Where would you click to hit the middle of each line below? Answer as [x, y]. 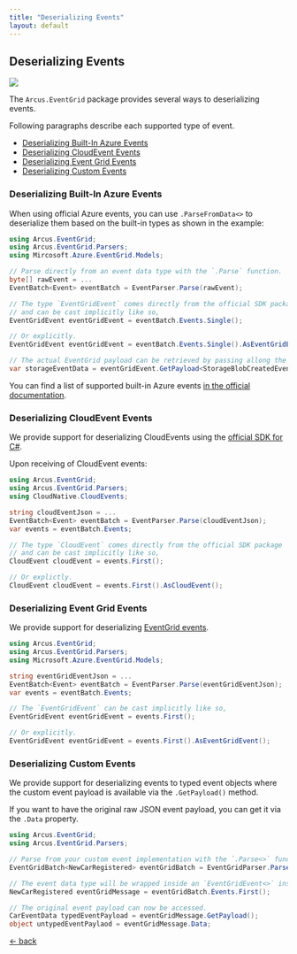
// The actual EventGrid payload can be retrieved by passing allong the [148, 361]
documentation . [38, 395]
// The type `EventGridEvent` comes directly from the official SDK [138, 304]
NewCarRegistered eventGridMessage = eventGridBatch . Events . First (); [140, 892]
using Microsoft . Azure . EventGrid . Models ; [87, 660]
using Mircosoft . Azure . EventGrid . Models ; [87, 256]
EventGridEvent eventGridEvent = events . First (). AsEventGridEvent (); [140, 741]
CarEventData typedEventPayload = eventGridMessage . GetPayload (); [134, 916]
